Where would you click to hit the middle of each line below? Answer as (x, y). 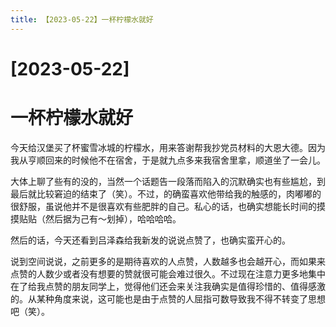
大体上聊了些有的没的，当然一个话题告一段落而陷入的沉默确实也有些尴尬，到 (168, 181)
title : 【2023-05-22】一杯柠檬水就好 (82, 19)
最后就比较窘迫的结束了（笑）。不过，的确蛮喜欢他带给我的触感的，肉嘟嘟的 (166, 193)
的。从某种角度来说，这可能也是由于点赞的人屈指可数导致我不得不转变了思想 (168, 298)
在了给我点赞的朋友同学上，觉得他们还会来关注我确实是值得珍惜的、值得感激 (168, 286)
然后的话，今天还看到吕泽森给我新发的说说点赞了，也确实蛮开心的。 (150, 240)
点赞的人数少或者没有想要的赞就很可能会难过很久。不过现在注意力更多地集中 (168, 273)
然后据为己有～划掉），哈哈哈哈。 (113, 218)
